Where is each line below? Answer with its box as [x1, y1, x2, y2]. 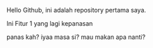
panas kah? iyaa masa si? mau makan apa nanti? [6, 33, 146, 41]
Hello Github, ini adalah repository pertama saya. [6, 6, 147, 14]
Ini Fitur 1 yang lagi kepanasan [6, 19, 93, 27]
